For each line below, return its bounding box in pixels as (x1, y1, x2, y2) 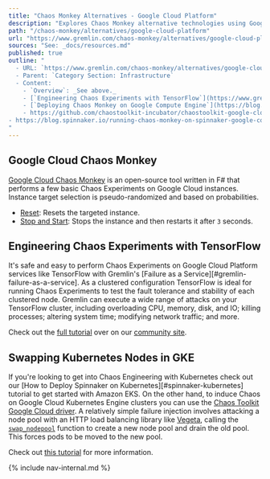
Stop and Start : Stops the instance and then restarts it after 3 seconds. (19, 216, 253, 226)
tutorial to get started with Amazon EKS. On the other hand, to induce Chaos (8, 389, 261, 399)
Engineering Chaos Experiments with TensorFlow (8, 239, 261, 253)
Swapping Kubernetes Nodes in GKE (8, 350, 195, 364)
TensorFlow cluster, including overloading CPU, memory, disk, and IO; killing (8, 303, 261, 313)
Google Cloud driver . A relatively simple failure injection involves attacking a (8, 407, 260, 416)
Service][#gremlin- (183, 269, 247, 279)
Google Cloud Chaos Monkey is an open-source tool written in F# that (8, 174, 240, 185)
